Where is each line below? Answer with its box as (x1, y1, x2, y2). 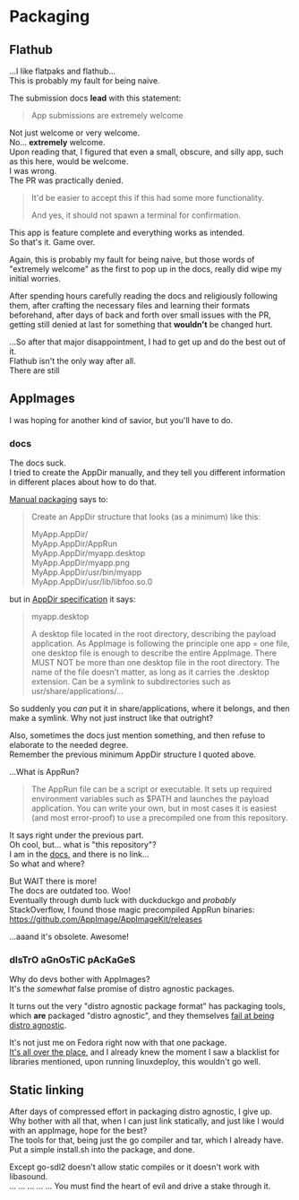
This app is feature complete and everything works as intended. (9, 227, 245, 238)
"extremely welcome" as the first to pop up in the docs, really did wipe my (9, 264, 282, 274)
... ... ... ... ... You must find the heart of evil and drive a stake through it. (9, 1181, 271, 1192)
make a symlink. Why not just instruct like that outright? (9, 713, 213, 724)
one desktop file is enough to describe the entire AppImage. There (30, 648, 278, 658)
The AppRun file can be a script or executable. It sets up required (30, 784, 273, 795)
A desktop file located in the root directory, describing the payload (30, 629, 277, 639)
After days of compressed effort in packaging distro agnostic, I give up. (9, 1106, 273, 1117)
